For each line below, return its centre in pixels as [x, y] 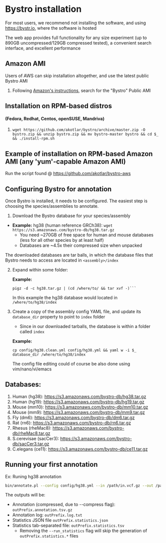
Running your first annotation [51, 465]
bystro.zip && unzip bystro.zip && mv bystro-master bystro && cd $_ [85, 135]
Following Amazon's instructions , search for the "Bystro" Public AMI [82, 90]
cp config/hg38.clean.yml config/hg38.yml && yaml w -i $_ [74, 350]
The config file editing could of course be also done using [71, 363]
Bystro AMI [17, 81]
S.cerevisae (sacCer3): [36, 438]
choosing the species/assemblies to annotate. [52, 206]
